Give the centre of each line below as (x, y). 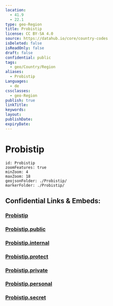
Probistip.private (27, 270)
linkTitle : (17, 105)
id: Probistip (20, 163)
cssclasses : (18, 91)
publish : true (20, 100)
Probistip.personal (29, 284)
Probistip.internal (27, 243)
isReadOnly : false (25, 48)
